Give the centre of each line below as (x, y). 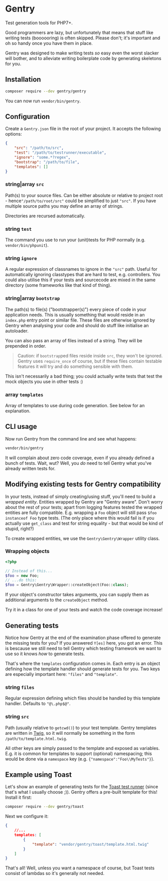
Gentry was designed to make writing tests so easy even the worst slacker (82, 53)
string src (17, 717)
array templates (24, 395)
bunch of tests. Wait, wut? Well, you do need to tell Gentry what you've (78, 463)
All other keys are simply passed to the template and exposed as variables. (82, 748)
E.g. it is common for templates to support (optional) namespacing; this (78, 753)
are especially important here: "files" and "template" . (61, 674)
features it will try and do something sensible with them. (75, 366)
